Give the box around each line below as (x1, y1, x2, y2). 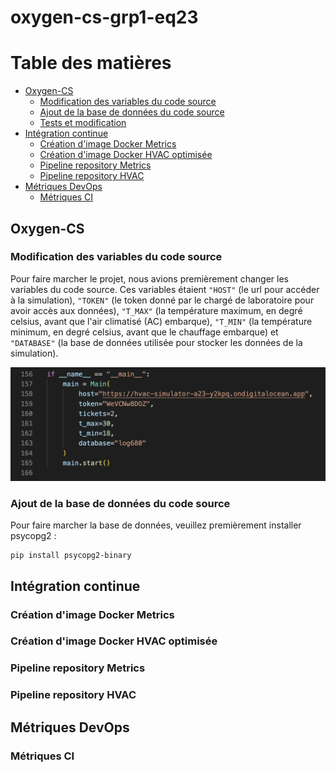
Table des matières (10, 52, 172, 75)
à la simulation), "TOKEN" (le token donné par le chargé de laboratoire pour (10, 294, 315, 306)
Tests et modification (39, 117, 127, 129)
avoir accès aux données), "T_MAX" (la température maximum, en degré (10, 304, 303, 316)
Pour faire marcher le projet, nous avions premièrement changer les (10, 272, 289, 285)
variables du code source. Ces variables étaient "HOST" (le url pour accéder (10, 283, 320, 295)
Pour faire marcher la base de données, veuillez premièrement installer (10, 519, 302, 531)
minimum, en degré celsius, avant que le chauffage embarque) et (10, 326, 279, 338)
